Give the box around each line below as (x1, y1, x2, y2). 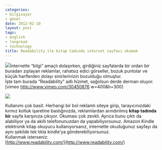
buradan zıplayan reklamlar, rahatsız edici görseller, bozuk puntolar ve (5, 68, 148, 74)
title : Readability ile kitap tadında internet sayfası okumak (5, 48, 138, 53)
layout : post (5, 26, 32, 31)
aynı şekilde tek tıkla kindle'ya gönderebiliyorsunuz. (5, 129, 110, 135)
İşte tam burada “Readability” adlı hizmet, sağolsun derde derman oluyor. (5, 78, 154, 84)
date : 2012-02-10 (5, 21, 41, 26)
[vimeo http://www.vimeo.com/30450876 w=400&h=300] (5, 83, 123, 89)
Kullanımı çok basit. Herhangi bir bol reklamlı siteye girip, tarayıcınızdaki (5, 102, 151, 109)
